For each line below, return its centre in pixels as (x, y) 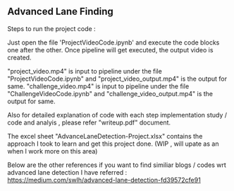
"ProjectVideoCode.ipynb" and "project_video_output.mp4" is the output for (117, 79)
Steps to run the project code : (52, 28)
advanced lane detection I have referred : (67, 172)
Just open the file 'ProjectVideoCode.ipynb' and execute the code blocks (113, 42)
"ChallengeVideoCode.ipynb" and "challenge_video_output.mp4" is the (110, 93)
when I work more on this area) (53, 151)
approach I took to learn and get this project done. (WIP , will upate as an (113, 144)
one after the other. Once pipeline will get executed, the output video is (110, 50)
